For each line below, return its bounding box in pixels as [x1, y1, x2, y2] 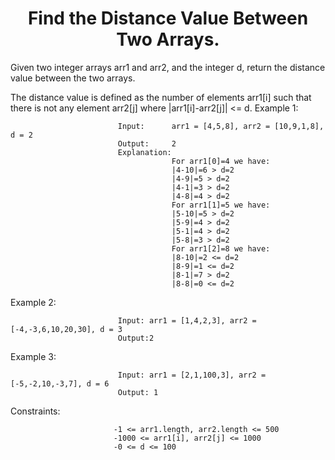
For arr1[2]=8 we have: [171, 243, 271, 254]
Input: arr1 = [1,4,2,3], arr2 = [117, 315, 257, 326]
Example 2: [10, 296, 57, 308]
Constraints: [10, 405, 61, 417]
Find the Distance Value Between [27, 7, 309, 30]
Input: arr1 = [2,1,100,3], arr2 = [117, 370, 267, 380]
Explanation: [117, 147, 172, 157]
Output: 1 [117, 387, 159, 397]
